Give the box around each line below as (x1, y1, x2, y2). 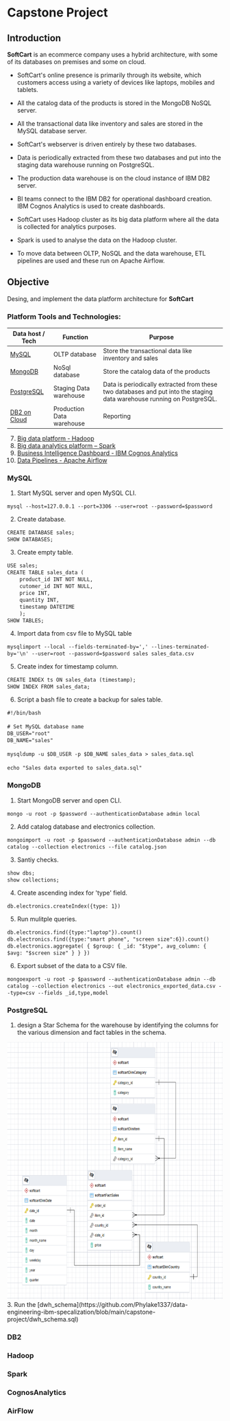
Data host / (12, 329, 46, 337)
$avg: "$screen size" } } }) (7, 950, 90, 956)
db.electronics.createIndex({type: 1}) (7, 902, 121, 910)
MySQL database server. (16, 127, 88, 135)
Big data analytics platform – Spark (16, 442, 116, 450)
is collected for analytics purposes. (16, 223, 116, 231)
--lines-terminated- (151, 644, 210, 651)
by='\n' (7, 651, 29, 658)
